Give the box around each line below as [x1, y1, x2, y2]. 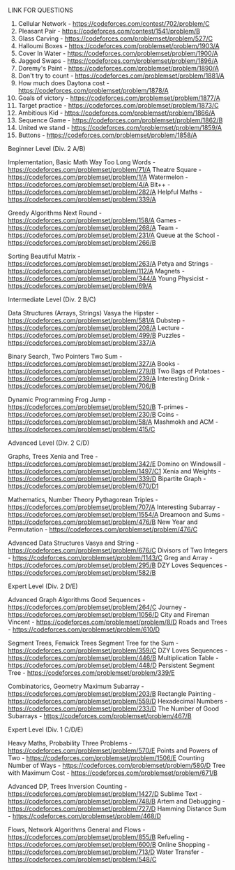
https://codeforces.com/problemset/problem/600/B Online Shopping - [8, 841, 211, 848]
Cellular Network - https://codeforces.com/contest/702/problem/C [17, 20, 210, 27]
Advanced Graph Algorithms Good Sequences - [8, 596, 146, 604]
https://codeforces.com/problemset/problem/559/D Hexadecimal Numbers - [8, 697, 228, 705]
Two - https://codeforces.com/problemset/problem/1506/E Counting [8, 754, 205, 762]
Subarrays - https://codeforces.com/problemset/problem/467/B [8, 712, 192, 720]
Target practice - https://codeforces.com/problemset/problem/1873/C [17, 101, 219, 109]
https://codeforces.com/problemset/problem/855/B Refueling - [8, 833, 190, 841]
